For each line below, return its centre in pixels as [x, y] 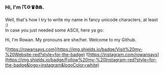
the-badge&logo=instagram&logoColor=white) [52, 65]
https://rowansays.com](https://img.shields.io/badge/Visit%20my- [75, 49]
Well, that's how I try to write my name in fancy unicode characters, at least [82, 20]
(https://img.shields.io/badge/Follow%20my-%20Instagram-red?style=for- [81, 60]
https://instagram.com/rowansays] [124, 55]
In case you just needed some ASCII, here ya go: [54, 30]
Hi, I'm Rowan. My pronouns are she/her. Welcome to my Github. [71, 40]
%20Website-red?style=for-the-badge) [45, 55]
